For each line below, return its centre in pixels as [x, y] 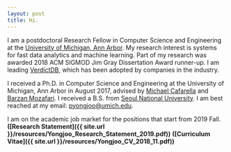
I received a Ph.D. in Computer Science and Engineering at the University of [116, 83]
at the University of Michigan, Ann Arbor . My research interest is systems [112, 47]
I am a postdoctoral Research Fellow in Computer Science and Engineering [114, 40]
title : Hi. [23, 20]
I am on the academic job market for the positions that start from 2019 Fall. [114, 119]
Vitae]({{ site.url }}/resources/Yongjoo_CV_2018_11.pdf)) [91, 141]
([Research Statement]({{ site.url [56, 126]
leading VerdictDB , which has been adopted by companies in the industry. [113, 70]
